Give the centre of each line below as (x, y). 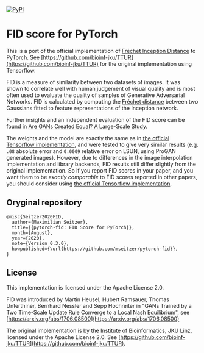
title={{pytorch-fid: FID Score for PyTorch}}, (73, 227)
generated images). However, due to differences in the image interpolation (100, 157)
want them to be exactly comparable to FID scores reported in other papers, (102, 177)
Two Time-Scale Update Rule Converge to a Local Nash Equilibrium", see (98, 312)
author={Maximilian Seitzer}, (50, 222)
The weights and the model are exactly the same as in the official (88, 138)
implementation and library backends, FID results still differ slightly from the (101, 164)
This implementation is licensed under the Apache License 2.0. (85, 287)
